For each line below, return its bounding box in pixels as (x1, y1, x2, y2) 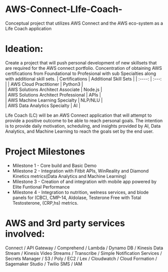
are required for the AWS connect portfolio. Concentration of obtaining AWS (5, 65, 162, 71)
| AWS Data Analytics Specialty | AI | (5, 102, 81, 109)
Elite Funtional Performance (12, 184, 70, 190)
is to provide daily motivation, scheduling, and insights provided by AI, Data (5, 123, 161, 129)
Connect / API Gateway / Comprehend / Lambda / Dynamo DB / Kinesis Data (5, 245, 163, 251)
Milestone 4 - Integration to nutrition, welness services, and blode (12, 189, 149, 195)
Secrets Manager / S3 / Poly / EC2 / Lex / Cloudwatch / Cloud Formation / (5, 255, 157, 261)
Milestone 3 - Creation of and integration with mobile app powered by (12, 178, 157, 185)
